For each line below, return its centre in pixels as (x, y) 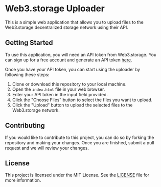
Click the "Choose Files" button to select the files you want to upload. (82, 100)
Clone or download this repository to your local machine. (69, 84)
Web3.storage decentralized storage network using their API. (67, 27)
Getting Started (29, 43)
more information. (23, 180)
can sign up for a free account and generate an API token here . (69, 60)
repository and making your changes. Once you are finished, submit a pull (80, 142)
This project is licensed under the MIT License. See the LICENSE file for (77, 175)
